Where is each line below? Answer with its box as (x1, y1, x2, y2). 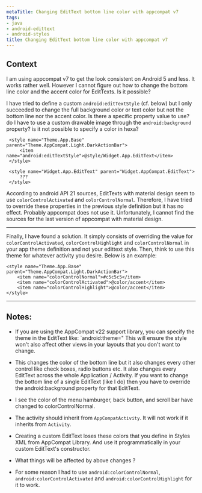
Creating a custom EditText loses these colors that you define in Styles (14, 432, 191, 439)
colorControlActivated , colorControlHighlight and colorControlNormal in (6, 239, 189, 246)
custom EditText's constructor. (14, 445, 91, 452)
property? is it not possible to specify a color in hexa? (6, 125, 139, 133)
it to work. (14, 481, 40, 488)
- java (6, 20, 23, 26)
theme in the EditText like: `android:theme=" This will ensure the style (14, 334, 188, 341)
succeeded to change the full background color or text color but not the (6, 106, 184, 113)
